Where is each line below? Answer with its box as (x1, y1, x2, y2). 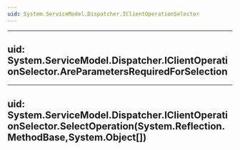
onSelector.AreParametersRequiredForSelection (7, 65, 228, 78)
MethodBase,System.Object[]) (7, 131, 147, 143)
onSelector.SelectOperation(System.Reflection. (7, 120, 226, 132)
